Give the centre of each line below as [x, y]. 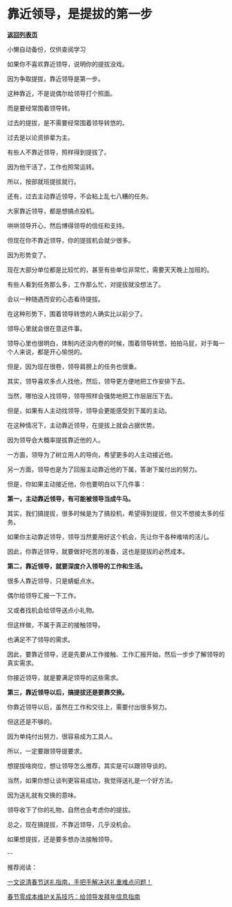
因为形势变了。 [28, 255]
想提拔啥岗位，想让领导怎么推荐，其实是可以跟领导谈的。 [89, 765]
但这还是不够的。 [31, 721]
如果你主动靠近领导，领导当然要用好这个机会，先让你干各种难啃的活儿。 [110, 536]
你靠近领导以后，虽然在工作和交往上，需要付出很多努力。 [89, 707]
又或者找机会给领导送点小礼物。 [52, 610]
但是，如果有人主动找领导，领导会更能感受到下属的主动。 [89, 410]
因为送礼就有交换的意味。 [43, 795]
